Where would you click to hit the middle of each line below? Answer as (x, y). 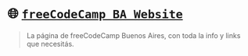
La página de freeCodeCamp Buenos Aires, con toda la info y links (133, 35)
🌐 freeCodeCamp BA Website (95, 14)
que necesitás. (50, 44)
